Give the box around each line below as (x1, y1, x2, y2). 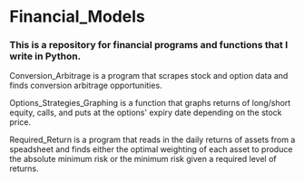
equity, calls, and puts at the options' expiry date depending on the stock (9, 107, 283, 119)
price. (9, 117, 32, 128)
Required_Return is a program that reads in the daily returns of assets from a (9, 134, 296, 146)
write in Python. (9, 50, 82, 62)
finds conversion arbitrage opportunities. (9, 80, 162, 91)
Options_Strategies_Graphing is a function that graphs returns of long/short (9, 98, 291, 109)
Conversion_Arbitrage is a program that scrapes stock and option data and (9, 71, 289, 81)
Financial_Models (9, 6, 145, 27)
